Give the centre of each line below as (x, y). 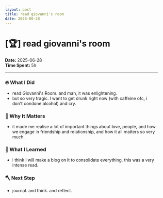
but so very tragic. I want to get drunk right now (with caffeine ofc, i (80, 98)
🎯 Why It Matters (25, 116)
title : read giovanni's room (34, 14)
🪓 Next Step (20, 178)
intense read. (25, 165)
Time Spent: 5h (21, 66)
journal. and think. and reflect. (42, 190)
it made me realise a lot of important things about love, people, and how (84, 126)
